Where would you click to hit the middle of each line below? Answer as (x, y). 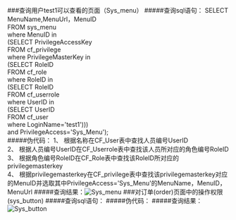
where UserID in (31, 102)
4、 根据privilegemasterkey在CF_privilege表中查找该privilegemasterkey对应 (118, 174)
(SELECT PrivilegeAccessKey (50, 42)
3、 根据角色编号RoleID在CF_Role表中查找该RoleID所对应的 (93, 158)
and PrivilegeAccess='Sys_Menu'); (58, 132)
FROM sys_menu (32, 27)
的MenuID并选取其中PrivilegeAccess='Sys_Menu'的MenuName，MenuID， (117, 183)
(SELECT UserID (31, 109)
